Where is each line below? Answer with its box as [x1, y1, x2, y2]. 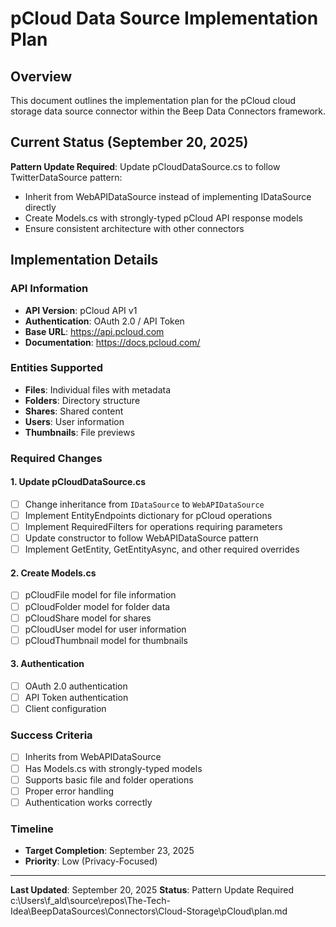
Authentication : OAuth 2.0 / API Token [24, 315, 185, 327]
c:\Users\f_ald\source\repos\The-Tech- [10, 895, 171, 907]
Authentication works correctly [24, 796, 153, 808]
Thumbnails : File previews [24, 426, 136, 438]
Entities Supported [10, 361, 104, 375]
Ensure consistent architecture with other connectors [24, 222, 245, 234]
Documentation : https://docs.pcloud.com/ [24, 336, 201, 348]
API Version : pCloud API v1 [24, 304, 138, 316]
